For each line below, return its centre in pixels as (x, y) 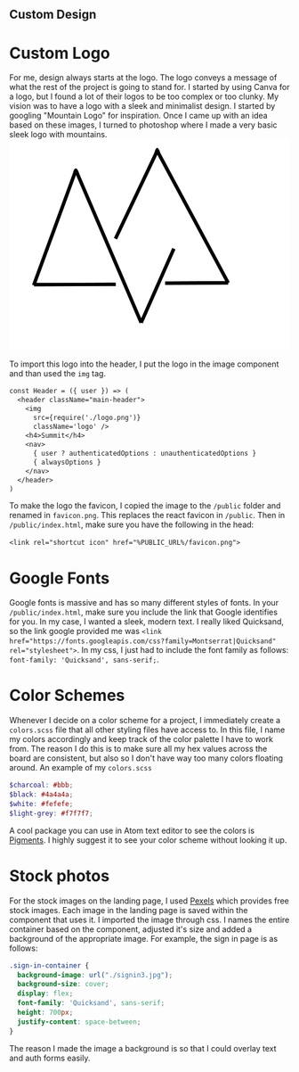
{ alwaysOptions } (67, 463)
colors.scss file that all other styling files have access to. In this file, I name (147, 730)
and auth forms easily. (50, 1058)
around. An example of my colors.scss (81, 768)
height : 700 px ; (45, 1013)
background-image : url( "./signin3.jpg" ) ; (95, 975)
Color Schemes (67, 696)
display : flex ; (45, 994)
